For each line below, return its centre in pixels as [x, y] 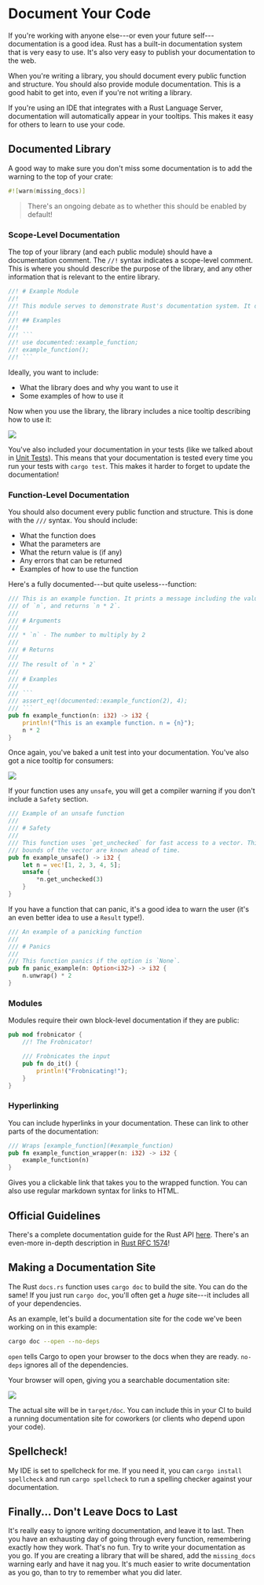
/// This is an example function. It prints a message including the [125, 599]
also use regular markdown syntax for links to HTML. [93, 1191]
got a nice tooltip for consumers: [61, 761]
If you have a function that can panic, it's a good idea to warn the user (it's [129, 909]
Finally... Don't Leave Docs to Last [93, 1511]
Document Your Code [80, 14]
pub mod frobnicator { [45, 1035]
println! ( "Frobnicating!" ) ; [82, 1071]
